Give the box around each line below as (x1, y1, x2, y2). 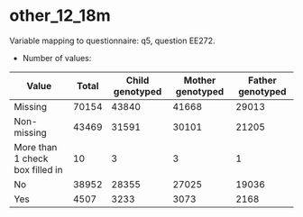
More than (14, 140, 58, 153)
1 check (14, 152, 49, 165)
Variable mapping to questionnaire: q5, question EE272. (9, 35, 216, 46)
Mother (183, 74, 216, 86)
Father (247, 74, 277, 86)
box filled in (14, 163, 63, 176)
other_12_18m (9, 5, 111, 26)
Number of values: (22, 52, 92, 63)
